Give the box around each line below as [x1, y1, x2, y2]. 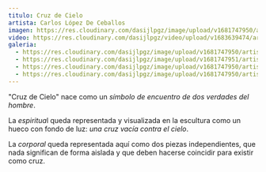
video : [8, 33, 30, 42]
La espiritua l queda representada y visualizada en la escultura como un [8, 115, 241, 125]
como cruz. [8, 155, 46, 166]
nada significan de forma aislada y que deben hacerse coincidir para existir [8, 148, 254, 157]
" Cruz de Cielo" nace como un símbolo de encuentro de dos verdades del [8, 92, 249, 101]
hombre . [8, 100, 36, 110]
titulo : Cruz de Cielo [8, 11, 83, 20]
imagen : [8, 26, 34, 34]
